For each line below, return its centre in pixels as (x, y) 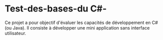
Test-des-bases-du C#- (56, 9)
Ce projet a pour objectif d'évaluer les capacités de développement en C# (81, 22)
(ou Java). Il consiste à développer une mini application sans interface (77, 27)
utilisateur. (15, 33)
